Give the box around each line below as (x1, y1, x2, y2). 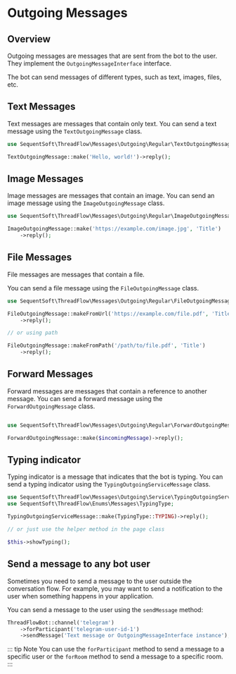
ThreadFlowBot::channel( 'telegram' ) (7, 619, 114, 626)
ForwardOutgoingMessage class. (7, 402, 96, 410)
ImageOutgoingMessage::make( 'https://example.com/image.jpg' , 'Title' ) (7, 226, 221, 233)
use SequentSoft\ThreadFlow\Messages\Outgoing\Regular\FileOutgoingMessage (7, 298, 234, 305)
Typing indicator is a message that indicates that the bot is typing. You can (7, 472, 223, 481)
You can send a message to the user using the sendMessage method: (7, 605, 204, 614)
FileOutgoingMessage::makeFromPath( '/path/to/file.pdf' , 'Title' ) (7, 342, 206, 350)
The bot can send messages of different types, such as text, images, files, (7, 73, 222, 81)
